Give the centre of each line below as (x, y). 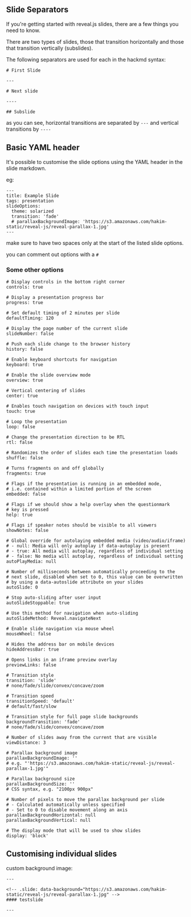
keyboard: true (25, 364)
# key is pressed (27, 509)
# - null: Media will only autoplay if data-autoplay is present (88, 546)
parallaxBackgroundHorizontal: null (51, 815)
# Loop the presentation (37, 422)
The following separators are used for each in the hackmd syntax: (86, 59)
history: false (25, 349)
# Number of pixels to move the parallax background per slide (85, 799)
